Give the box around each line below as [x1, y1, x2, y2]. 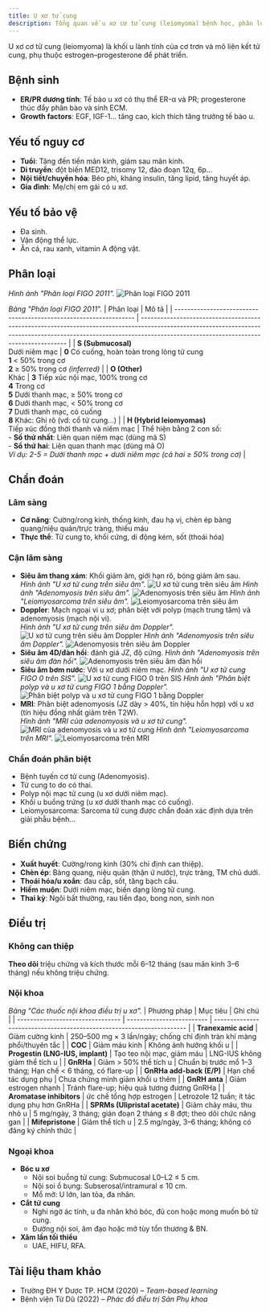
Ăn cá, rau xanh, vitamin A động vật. [19, 243, 141, 254]
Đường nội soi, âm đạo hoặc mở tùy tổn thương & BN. [31, 1224, 208, 1234]
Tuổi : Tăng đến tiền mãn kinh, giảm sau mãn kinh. [19, 156, 185, 166]
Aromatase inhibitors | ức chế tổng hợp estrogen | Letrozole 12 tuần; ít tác [8, 1091, 256, 1101]
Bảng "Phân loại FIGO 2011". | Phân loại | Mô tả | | [8, 303, 173, 314]
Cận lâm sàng [8, 552, 63, 563]
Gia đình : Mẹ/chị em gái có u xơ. [19, 182, 129, 192]
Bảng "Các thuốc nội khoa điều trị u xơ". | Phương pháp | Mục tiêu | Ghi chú [8, 1005, 260, 1015]
